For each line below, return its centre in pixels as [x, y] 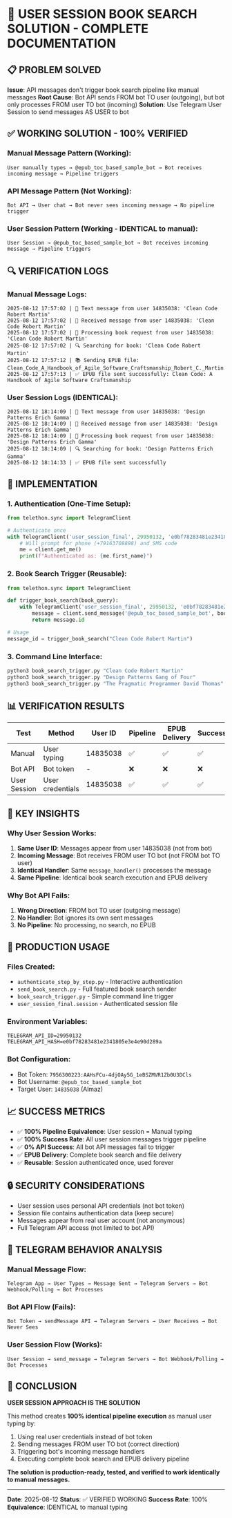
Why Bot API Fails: [39, 895]
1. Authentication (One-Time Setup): [69, 504]
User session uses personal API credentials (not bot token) [101, 1206]
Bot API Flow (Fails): [41, 1307]
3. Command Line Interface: [55, 656]
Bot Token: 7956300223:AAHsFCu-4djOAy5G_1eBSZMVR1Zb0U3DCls [104, 1074]
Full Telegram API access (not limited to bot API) [86, 1228]
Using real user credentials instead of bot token [85, 1437]
